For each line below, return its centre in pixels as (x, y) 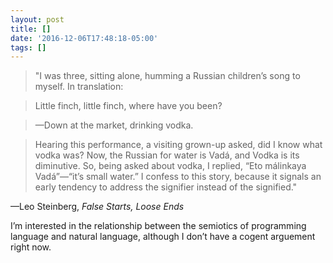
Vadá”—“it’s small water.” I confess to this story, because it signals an (178, 177)
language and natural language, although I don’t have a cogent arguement (163, 237)
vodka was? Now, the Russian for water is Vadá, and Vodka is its (167, 155)
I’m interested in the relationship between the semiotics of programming (158, 226)
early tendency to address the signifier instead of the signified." (166, 187)
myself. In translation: (79, 87)
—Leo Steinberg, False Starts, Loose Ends (97, 207)
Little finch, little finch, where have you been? (128, 106)
